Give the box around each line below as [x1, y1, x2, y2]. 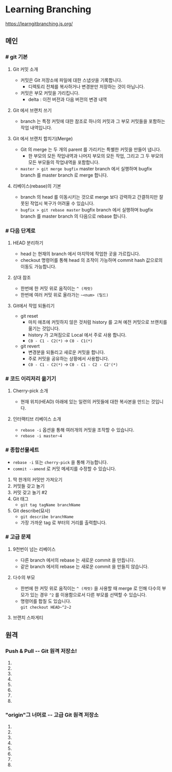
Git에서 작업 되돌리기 [12, 302, 55, 308]
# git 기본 [5, 53, 28, 61]
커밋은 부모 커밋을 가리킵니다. [20, 90, 80, 96]
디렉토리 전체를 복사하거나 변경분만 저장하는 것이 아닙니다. [28, 83, 145, 89]
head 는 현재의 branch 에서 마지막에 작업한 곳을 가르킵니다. [20, 250, 140, 257]
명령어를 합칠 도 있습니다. [20, 598, 72, 604]
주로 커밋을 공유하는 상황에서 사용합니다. [28, 355, 109, 361]
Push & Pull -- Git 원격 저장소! [5, 648, 77, 655]
